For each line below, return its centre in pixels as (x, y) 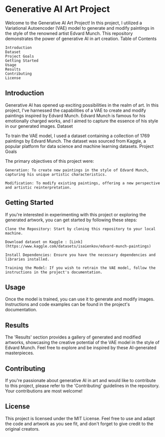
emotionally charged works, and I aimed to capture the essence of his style (82, 121)
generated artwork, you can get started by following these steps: (71, 220)
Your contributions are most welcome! (44, 391)
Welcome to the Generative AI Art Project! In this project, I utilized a (74, 23)
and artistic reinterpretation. (38, 187)
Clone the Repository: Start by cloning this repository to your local (80, 229)
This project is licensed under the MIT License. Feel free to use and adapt (80, 418)
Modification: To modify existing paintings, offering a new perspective (83, 183)
